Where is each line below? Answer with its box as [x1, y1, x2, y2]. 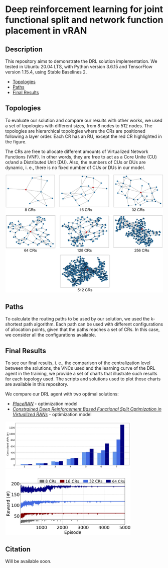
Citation [5, 545, 31, 553]
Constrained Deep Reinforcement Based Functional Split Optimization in [12, 406, 162, 412]
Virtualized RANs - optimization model [12, 411, 92, 417]
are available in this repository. [5, 381, 69, 387]
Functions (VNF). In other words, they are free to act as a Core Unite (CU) [5, 153, 157, 159]
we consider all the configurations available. [5, 332, 96, 338]
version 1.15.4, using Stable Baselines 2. [5, 69, 87, 75]
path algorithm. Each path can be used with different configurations [23, 321, 163, 328]
